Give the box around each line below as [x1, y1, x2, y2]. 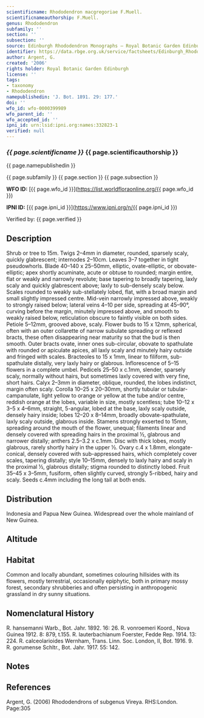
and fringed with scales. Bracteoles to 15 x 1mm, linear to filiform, [6, 353, 169, 360]
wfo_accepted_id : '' [6, 116, 59, 123]
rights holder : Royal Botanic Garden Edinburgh [6, 65, 129, 72]
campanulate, [6, 392, 41, 399]
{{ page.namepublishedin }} [6, 162, 76, 169]
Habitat [6, 555, 35, 565]
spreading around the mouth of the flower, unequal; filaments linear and [6, 424, 186, 432]
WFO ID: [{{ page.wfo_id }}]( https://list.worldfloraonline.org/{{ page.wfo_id [6, 185, 194, 193]
